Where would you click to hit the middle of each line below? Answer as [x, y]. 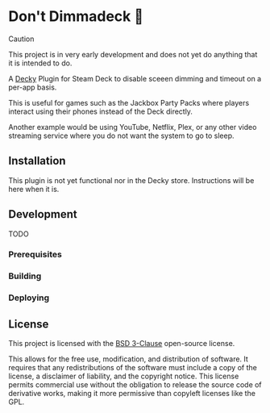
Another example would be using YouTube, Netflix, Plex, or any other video [133, 127]
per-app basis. [33, 87]
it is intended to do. [40, 63]
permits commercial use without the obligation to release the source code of [135, 385]
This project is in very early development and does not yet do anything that [133, 54]
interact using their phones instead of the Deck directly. [101, 111]
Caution [21, 39]
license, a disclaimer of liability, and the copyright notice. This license [124, 376]
